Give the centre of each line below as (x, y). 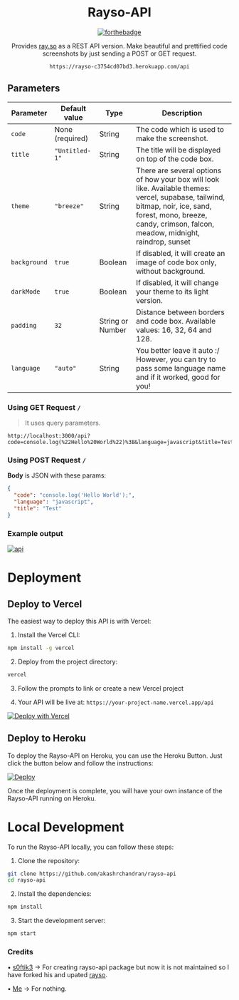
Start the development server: (62, 921)
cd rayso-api (27, 880)
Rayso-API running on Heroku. (52, 798)
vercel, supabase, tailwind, (181, 197)
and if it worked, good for (178, 377)
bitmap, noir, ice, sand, (174, 206)
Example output (35, 533)
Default (73, 108)
